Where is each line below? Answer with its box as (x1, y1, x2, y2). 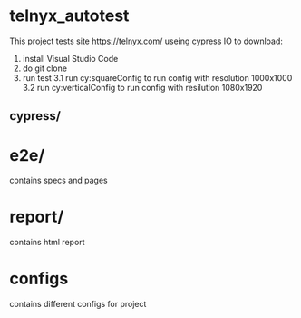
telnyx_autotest (9, 5, 130, 26)
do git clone (22, 63, 68, 74)
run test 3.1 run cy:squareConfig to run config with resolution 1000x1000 (22, 72, 293, 83)
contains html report (9, 237, 85, 248)
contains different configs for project (9, 299, 147, 310)
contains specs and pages (9, 174, 108, 186)
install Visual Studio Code (22, 53, 119, 64)
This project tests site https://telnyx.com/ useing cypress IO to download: (9, 35, 284, 46)
